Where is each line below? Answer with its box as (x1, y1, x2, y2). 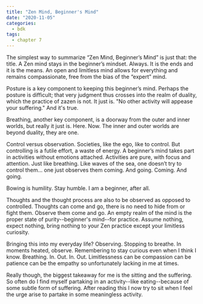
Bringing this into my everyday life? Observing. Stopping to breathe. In (6, 240, 182, 248)
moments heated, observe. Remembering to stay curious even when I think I (6, 247, 197, 254)
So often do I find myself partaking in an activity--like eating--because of (6, 278, 189, 285)
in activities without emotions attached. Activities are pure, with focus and (6, 154, 191, 161)
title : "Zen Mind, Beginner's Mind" (6, 8, 99, 15)
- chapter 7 (12, 37, 42, 43)
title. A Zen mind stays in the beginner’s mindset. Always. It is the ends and (6, 60, 193, 67)
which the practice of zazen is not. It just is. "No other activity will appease (6, 98, 193, 105)
